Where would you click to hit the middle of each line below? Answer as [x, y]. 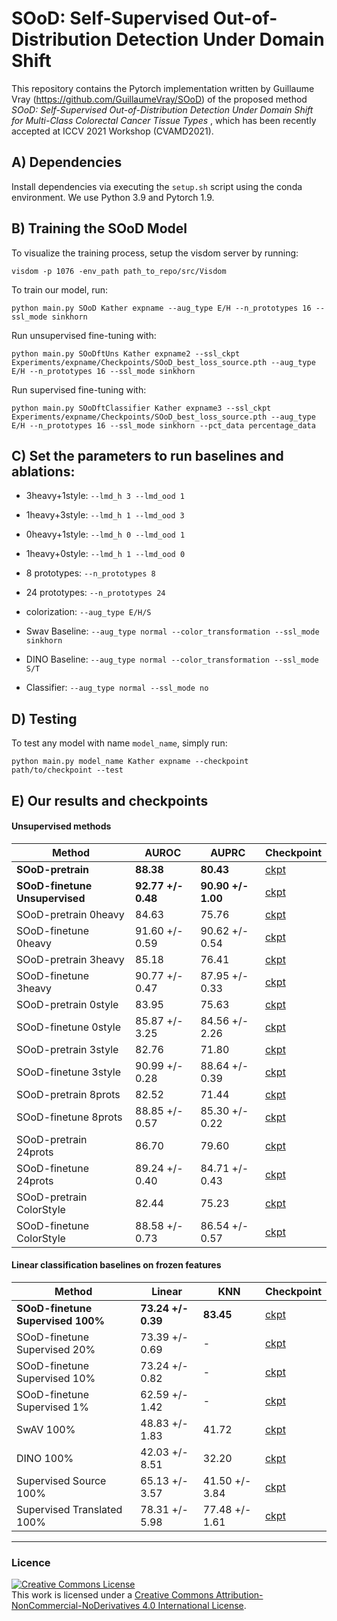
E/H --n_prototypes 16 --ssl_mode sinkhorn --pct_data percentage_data [163, 425]
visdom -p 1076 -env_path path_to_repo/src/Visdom [119, 271]
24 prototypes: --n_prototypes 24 [95, 593]
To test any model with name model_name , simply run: [119, 743]
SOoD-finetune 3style [69, 1072]
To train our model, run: [60, 289]
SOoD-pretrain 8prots [68, 1094]
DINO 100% [45, 1458]
